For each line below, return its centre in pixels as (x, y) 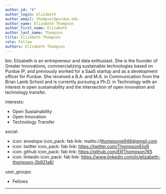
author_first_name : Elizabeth (36, 28)
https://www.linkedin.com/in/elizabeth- (121, 157)
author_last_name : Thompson (34, 33)
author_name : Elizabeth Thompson (40, 24)
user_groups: (19, 172)
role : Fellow (19, 42)
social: (12, 131)
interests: (15, 101)
